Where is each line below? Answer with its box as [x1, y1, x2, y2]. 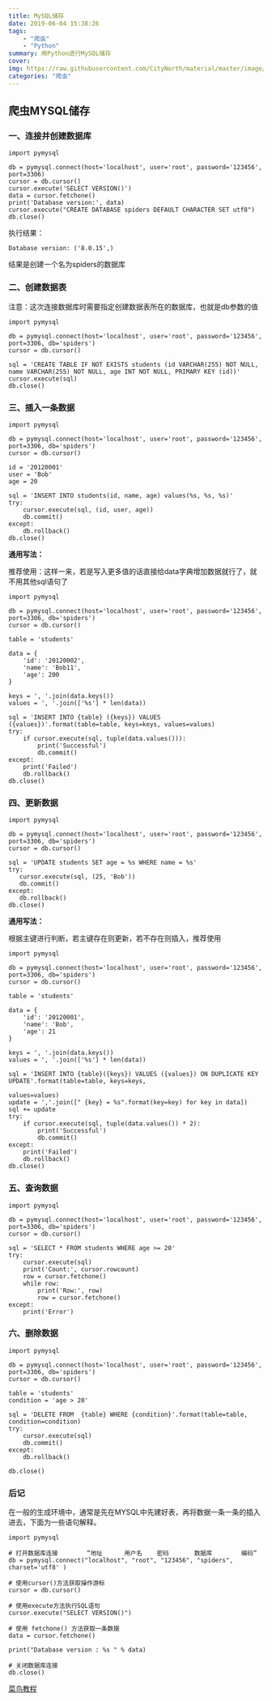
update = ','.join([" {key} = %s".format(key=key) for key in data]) [8, 1099, 249, 1107]
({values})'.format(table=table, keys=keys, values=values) [8, 720, 216, 729]
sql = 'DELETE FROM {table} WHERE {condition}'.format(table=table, [8, 1410, 249, 1418]
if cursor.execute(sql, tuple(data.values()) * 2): [23, 1120, 201, 1128]
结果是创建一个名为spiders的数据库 [8, 260, 125, 270]
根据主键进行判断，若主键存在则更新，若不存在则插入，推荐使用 [8, 933, 221, 943]
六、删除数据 [8, 1328, 59, 1339]
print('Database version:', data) [8, 199, 125, 207]
